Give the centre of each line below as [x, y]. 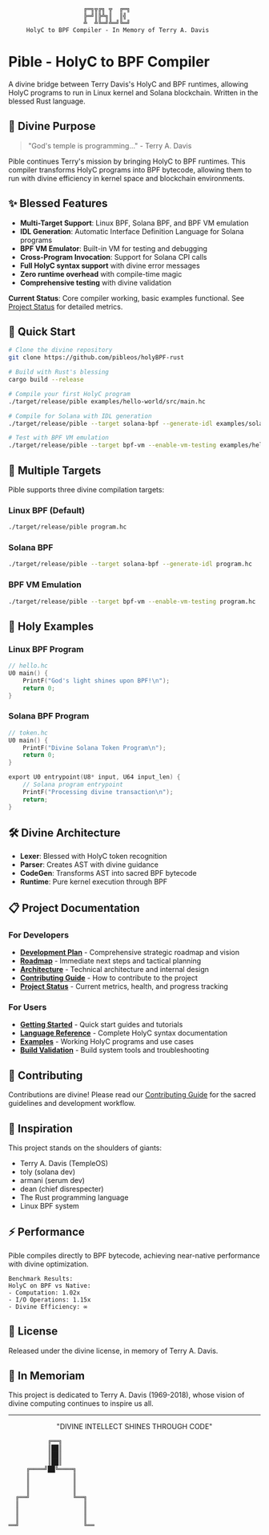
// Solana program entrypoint [73, 785]
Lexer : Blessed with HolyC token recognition [93, 857]
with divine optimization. [49, 1264]
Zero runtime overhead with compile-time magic [101, 273]
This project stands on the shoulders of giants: [85, 1148]
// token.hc [28, 733]
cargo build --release [46, 379]
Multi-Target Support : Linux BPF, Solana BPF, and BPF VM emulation [134, 223]
